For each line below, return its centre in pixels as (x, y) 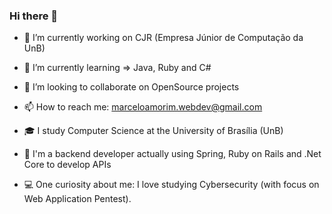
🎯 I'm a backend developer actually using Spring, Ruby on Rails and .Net (172, 154)
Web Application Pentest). (77, 199)
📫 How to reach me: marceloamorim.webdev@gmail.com (143, 107)
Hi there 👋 (34, 16)
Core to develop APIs (67, 165)
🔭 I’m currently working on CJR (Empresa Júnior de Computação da (163, 38)
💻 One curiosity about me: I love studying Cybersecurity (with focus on (171, 185)
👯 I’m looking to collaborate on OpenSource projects (131, 87)
